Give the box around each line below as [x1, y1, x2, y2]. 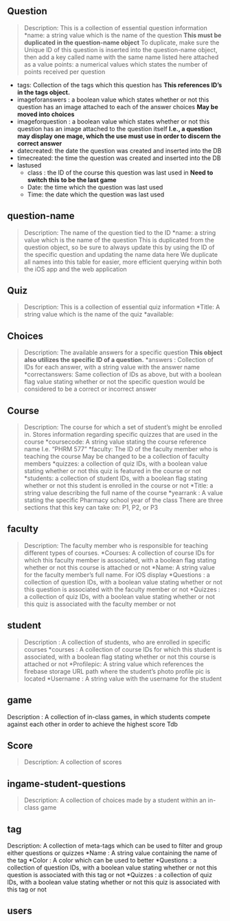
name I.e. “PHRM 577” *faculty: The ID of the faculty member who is [23, 445, 218, 453]
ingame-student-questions [7, 777, 126, 789]
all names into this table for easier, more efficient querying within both [23, 258, 222, 266]
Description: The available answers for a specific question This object [23, 348, 223, 356]
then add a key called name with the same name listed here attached [23, 53, 219, 61]
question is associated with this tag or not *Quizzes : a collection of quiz [7, 870, 213, 878]
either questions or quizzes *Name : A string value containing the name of [7, 848, 218, 857]
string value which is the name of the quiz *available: [23, 310, 174, 319]
